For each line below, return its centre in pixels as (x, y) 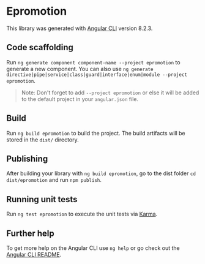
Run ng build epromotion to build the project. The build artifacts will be (96, 133)
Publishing (27, 158)
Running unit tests (42, 199)
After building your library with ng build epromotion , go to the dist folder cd (101, 173)
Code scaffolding (40, 47)
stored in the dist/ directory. (43, 140)
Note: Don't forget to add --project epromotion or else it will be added (110, 92)
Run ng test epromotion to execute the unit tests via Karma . (82, 214)
